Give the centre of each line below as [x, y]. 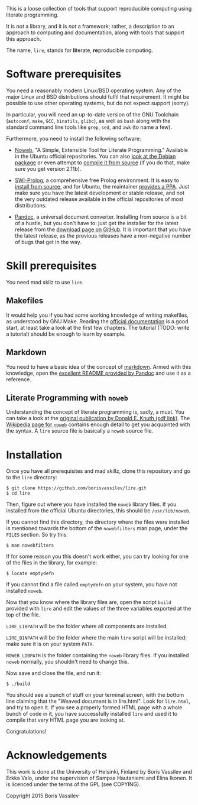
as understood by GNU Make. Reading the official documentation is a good [97, 321]
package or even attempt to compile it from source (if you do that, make [102, 163]
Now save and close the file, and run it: [54, 673]
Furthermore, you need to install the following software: [74, 138]
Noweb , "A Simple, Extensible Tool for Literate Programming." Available [101, 150]
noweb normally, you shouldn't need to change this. [68, 662]
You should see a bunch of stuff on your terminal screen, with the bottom [95, 695]
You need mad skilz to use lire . [45, 282]
